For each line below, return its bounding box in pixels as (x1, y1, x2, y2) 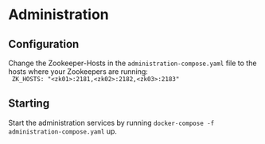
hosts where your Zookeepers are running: (8, 67, 149, 76)
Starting (8, 97, 50, 111)
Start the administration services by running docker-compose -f (8, 118, 215, 127)
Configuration (8, 37, 80, 51)
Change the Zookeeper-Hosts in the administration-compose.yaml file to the (8, 58, 257, 68)
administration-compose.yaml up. (8, 126, 118, 136)
